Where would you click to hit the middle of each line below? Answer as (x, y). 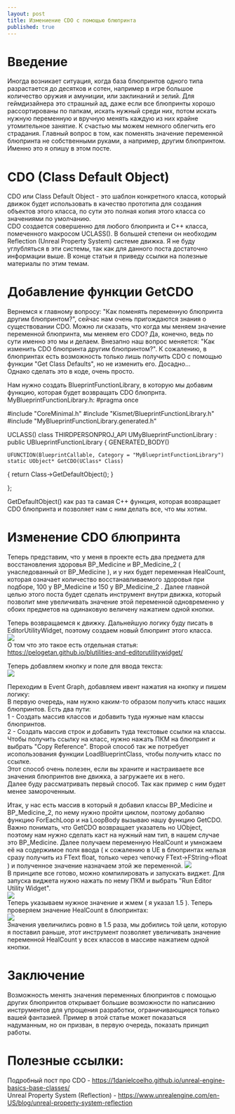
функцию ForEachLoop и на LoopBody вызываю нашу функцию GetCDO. (115, 820)
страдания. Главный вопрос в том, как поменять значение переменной (115, 134)
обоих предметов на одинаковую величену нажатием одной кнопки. (111, 609)
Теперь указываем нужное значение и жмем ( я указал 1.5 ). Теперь (110, 903)
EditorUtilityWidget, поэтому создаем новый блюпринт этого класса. (110, 631)
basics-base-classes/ (39, 1088)
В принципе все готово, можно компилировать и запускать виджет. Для (116, 873)
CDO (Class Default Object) (88, 177)
